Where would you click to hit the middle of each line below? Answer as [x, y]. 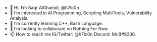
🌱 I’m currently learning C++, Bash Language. [56, 23]
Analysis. [19, 18]
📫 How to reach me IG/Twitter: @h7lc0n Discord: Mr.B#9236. [73, 34]
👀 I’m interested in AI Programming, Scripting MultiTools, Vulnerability [81, 13]
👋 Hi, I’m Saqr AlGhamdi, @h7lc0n [44, 8]
